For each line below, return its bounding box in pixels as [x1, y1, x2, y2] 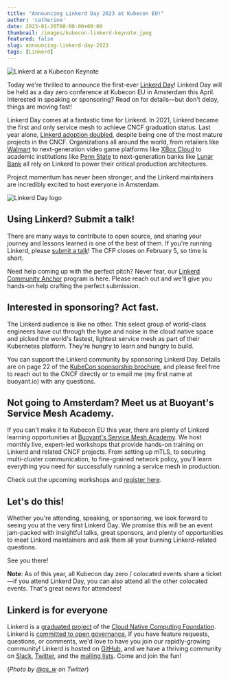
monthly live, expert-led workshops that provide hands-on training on [7, 441, 204, 449]
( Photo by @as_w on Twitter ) [7, 665, 89, 673]
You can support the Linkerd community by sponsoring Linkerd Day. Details [7, 355, 221, 363]
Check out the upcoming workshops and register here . [7, 476, 162, 484]
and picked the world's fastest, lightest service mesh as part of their [7, 334, 200, 342]
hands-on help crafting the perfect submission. [7, 281, 141, 289]
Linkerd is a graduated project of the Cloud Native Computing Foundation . [7, 622, 216, 630]
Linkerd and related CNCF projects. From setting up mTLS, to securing [7, 448, 206, 456]
